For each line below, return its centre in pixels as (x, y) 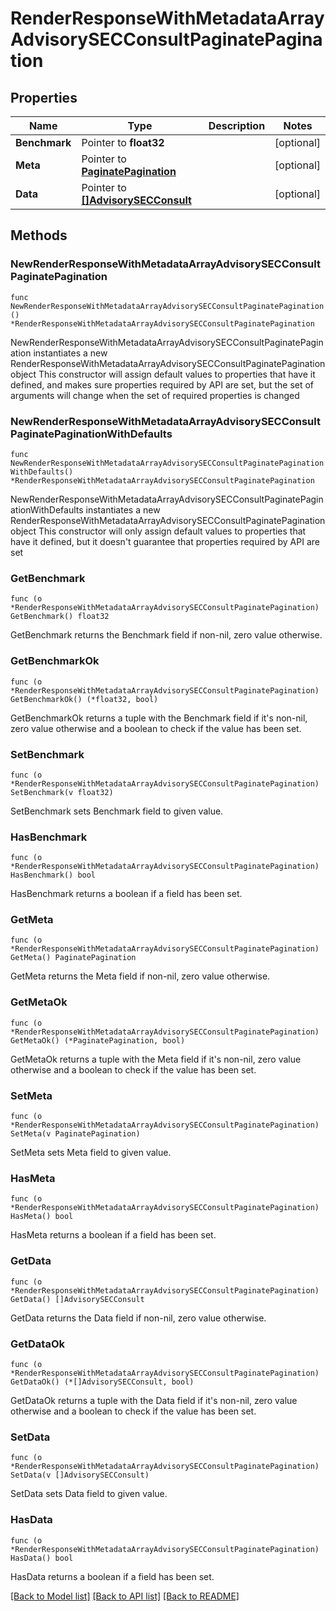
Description (237, 125)
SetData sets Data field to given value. (89, 1494)
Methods (39, 235)
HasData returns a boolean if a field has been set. (112, 1576)
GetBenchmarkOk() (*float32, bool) (84, 699)
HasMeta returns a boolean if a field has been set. (113, 1235)
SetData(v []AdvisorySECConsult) (80, 1475)
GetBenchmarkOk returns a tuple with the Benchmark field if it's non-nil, (159, 718)
